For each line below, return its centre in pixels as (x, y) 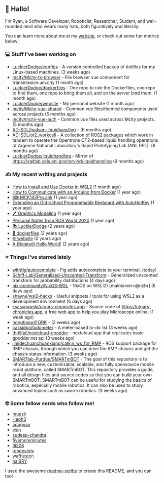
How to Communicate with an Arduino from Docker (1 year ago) (77, 192)
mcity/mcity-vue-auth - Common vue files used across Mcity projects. (83, 120)
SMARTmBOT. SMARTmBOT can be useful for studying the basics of (82, 380)
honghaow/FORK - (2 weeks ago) (46, 322)
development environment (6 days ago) (52, 301)
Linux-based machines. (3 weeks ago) (51, 72)
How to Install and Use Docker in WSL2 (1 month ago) (66, 187)
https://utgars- (136, 306)
